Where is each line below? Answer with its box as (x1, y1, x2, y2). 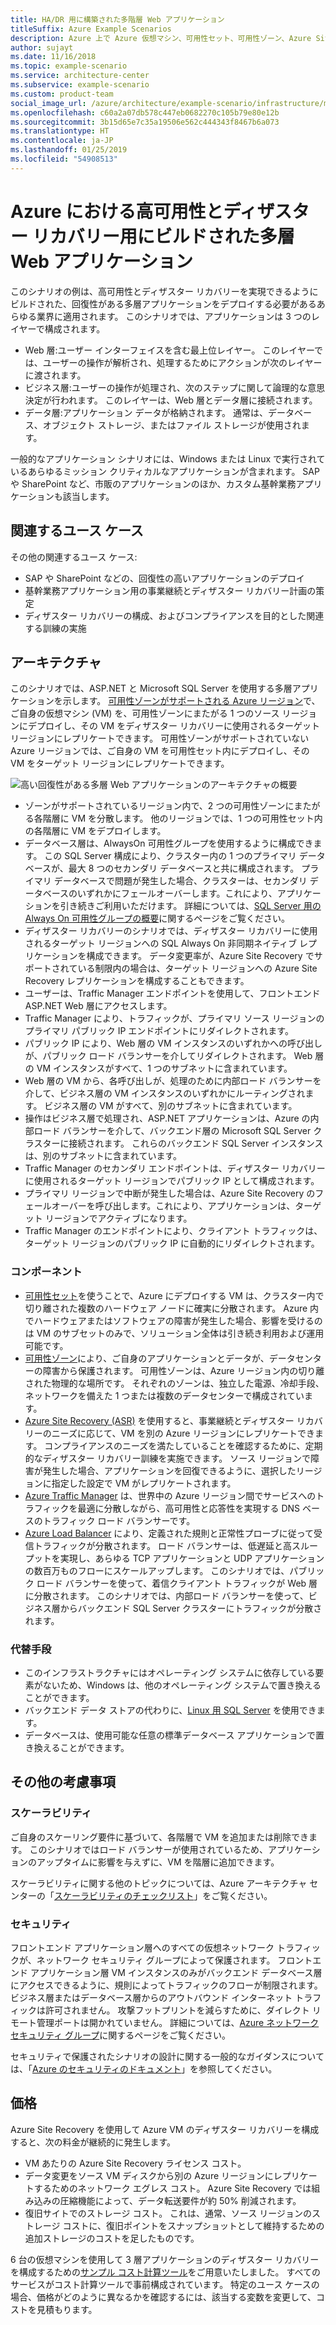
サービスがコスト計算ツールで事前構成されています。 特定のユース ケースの (10, 2278, 320, 2290)
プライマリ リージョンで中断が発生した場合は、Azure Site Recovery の (24, 1187, 316, 1200)
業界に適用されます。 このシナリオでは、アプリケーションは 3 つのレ (36, 310, 320, 322)
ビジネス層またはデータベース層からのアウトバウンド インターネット (10, 1991, 293, 2003)
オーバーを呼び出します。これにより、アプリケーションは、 (51, 1200, 296, 1212)
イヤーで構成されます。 (10, 322, 106, 335)
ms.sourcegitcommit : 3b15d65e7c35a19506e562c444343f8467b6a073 (10, 117, 280, 127)
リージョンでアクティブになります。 (44, 1212, 193, 1225)
